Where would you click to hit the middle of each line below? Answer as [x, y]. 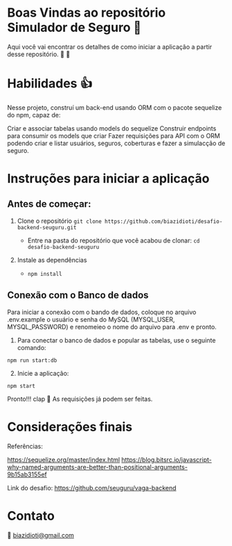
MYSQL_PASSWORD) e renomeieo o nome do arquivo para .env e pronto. [112, 326]
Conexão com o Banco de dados [78, 296]
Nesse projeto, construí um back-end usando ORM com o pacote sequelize [115, 107]
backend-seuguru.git [47, 227]
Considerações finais [70, 427]
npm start [21, 386]
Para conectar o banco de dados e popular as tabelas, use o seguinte [116, 340]
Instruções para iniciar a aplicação [108, 179]
